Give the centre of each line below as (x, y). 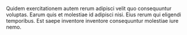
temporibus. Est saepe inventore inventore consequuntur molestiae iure (92, 21)
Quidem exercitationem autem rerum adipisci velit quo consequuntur (89, 8)
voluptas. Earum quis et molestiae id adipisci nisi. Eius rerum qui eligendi (94, 15)
